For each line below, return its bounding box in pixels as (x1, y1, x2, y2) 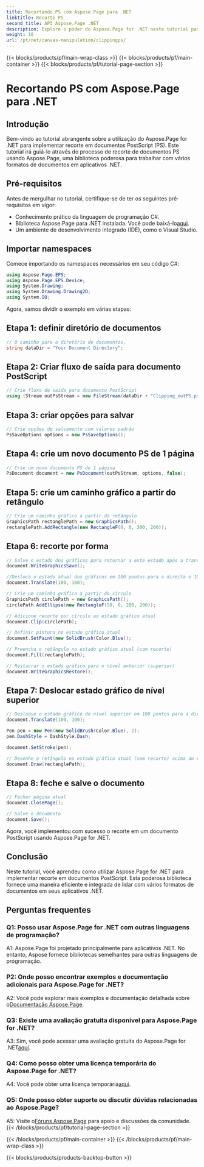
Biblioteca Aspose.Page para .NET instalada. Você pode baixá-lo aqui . (15, 219, 189, 227)
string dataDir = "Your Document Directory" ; (6, 345, 123, 351)
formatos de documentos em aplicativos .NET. (6, 161, 123, 168)
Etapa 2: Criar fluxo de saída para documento (6, 361, 181, 372)
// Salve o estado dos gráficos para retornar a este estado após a (6, 557, 183, 564)
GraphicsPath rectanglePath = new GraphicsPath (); (6, 519, 137, 525)
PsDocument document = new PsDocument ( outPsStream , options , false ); (6, 470, 186, 477)
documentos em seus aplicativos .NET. (6, 887, 104, 895)
